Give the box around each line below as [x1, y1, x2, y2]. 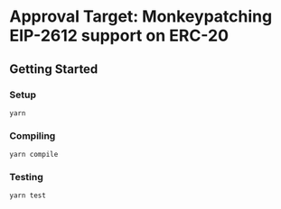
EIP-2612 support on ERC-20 [9, 25, 229, 46]
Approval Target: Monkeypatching [9, 6, 273, 27]
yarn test [9, 191, 47, 200]
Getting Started [9, 61, 98, 77]
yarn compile [9, 150, 59, 159]
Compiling [9, 129, 56, 141]
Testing [9, 171, 43, 184]
